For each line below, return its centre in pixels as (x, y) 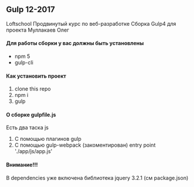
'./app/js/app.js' (33, 151)
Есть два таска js (27, 127)
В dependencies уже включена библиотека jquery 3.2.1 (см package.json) (97, 178)
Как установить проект (36, 76)
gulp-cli (24, 63)
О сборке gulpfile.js (31, 115)
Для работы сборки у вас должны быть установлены (75, 43)
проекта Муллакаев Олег (38, 30)
